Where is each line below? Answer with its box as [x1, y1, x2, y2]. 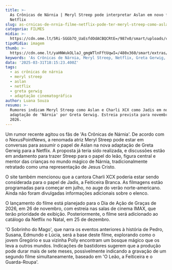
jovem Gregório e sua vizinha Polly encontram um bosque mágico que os [5, 237, 160, 243]
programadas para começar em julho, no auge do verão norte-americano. [5, 184, 161, 191]
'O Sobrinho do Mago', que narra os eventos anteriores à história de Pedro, [5, 226, 164, 232]
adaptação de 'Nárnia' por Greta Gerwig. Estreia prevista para [10, 112, 150, 118]
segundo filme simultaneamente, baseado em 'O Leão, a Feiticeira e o [5, 253, 153, 259]
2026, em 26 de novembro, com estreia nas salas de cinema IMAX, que [5, 205, 156, 212]
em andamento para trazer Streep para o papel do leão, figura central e [5, 153, 156, 159]
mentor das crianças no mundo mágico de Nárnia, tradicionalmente [5, 158, 147, 164]
